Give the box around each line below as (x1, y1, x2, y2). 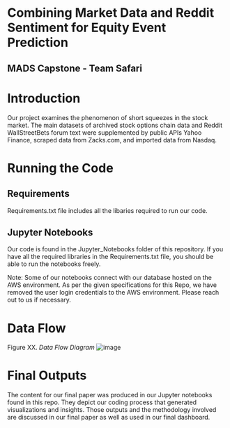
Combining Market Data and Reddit (7, 5, 215, 21)
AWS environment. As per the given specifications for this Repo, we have (7, 281, 217, 289)
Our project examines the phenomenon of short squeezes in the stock (7, 113, 208, 121)
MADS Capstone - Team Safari (7, 62, 143, 74)
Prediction (7, 35, 68, 50)
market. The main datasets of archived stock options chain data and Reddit (7, 121, 223, 129)
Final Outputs (7, 368, 87, 383)
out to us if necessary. (7, 295, 72, 304)
